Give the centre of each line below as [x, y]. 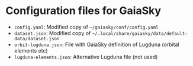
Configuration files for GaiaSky [83, 11]
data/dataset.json [37, 39]
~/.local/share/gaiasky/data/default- [140, 33]
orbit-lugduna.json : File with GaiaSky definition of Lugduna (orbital [96, 44]
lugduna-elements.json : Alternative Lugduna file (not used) [86, 57]
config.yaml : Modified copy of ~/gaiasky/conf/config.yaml [86, 27]
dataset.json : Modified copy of [52, 33]
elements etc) [31, 50]
